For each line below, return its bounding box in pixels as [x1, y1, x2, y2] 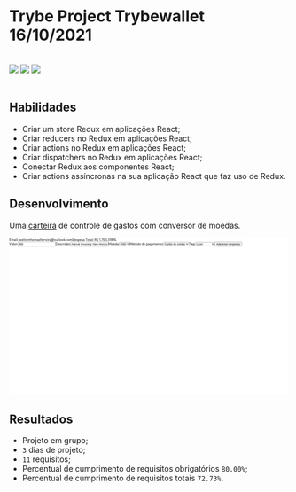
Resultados [9, 411, 74, 426]
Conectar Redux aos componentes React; [21, 161, 175, 172]
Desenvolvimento [9, 197, 109, 212]
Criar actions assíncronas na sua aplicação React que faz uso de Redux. [21, 170, 286, 181]
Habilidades [9, 100, 77, 115]
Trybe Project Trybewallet [9, 6, 206, 27]
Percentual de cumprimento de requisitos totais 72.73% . [21, 472, 224, 484]
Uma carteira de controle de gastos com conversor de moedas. [9, 220, 241, 230]
